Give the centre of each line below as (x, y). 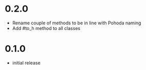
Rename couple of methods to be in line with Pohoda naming (77, 23)
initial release (26, 63)
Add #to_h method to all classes (46, 28)
